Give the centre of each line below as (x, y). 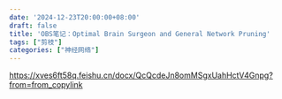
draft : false (33, 26)
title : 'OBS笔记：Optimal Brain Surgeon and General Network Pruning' (140, 34)
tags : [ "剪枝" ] (36, 42)
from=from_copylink (46, 85)
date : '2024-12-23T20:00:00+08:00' (75, 17)
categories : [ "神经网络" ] (54, 50)
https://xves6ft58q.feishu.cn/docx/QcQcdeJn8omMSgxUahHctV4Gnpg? (141, 75)
